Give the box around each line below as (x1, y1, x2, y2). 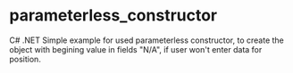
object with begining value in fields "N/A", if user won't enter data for (9, 44, 263, 54)
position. (9, 53, 42, 64)
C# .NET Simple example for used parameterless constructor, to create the (9, 35, 284, 45)
